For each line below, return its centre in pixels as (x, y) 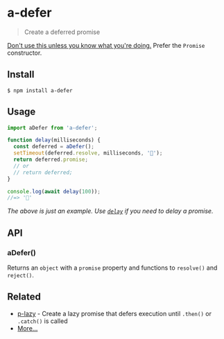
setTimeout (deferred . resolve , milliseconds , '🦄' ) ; (88, 153)
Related (24, 297)
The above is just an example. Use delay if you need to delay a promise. (110, 211)
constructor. (25, 53)
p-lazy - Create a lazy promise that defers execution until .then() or (114, 313)
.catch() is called (42, 321)
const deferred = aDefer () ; (54, 147)
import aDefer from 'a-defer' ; (52, 128)
